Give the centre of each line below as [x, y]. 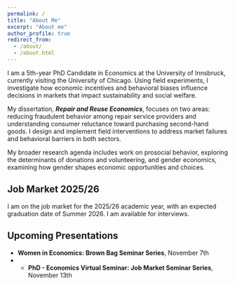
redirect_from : [29, 40]
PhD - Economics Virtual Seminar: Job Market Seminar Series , [120, 267]
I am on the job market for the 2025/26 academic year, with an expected [112, 206]
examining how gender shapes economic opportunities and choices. [106, 167]
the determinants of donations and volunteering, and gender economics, [112, 159]
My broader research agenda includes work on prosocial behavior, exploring [117, 152]
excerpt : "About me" [38, 27]
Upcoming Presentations [63, 236]
